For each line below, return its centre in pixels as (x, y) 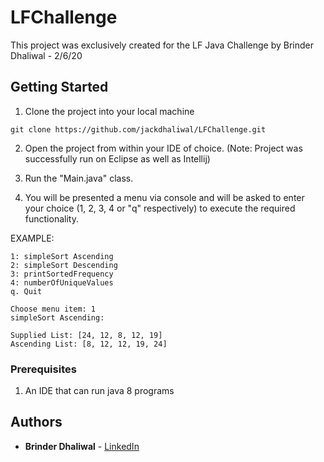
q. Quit (26, 291)
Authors (36, 422)
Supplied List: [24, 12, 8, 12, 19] (86, 335)
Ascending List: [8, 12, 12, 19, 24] (89, 344)
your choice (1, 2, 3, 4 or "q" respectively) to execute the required (160, 208)
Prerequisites (43, 369)
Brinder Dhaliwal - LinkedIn (82, 446)
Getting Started (59, 87)
